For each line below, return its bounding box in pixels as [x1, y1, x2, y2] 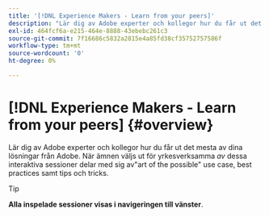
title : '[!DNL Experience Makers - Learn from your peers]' [8, 11, 216, 20]
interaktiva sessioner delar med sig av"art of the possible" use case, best [8, 159, 252, 169]
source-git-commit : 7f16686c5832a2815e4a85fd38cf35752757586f [8, 34, 222, 43]
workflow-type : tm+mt [8, 42, 82, 50]
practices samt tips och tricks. [8, 168, 109, 177]
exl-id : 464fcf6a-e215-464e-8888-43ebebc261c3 [8, 27, 168, 35]
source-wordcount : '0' [8, 49, 85, 57]
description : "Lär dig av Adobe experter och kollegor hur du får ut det [8, 19, 263, 27]
